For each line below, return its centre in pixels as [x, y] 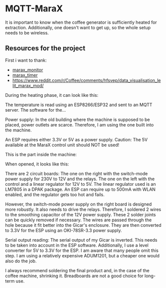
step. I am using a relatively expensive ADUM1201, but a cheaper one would [83, 255]
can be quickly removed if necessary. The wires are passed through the [79, 220]
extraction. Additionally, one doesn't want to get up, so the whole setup [78, 27]
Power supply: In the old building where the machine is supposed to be [78, 120]
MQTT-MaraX [34, 9]
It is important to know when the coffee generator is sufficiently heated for [81, 22]
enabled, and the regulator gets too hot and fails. [55, 194]
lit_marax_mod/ [28, 85]
